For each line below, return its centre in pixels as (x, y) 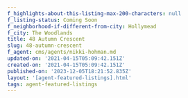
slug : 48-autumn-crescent (44, 46)
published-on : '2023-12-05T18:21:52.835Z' (69, 71)
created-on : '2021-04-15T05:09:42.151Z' (67, 65)
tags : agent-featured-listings (52, 84)
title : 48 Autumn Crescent (46, 39)
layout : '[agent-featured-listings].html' (69, 78)
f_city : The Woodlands (40, 33)
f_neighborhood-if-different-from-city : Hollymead (82, 26)
